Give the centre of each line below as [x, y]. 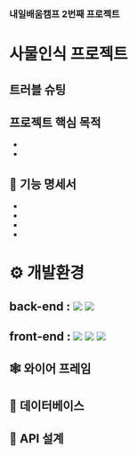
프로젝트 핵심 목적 [55, 122]
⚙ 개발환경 [47, 273]
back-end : [40, 306]
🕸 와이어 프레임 [50, 369]
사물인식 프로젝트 [68, 54]
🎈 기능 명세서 [43, 184]
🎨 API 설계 [36, 439]
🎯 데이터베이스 [47, 406]
